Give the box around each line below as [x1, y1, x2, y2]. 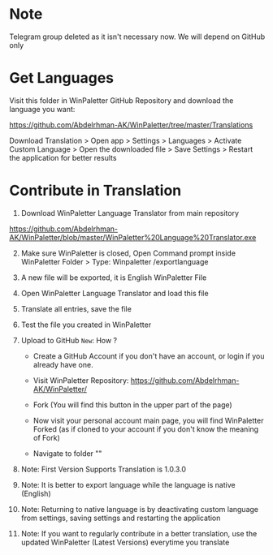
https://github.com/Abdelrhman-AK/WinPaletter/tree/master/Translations [9, 119, 253, 130]
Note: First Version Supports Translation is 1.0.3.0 [20, 464, 186, 474]
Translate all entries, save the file [20, 303, 132, 313]
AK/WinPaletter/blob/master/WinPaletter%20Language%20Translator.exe [9, 232, 257, 242]
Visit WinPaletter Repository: [32, 375, 129, 385]
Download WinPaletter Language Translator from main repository [20, 208, 239, 217]
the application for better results [9, 153, 117, 162]
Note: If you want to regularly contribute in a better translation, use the [20, 528, 258, 538]
